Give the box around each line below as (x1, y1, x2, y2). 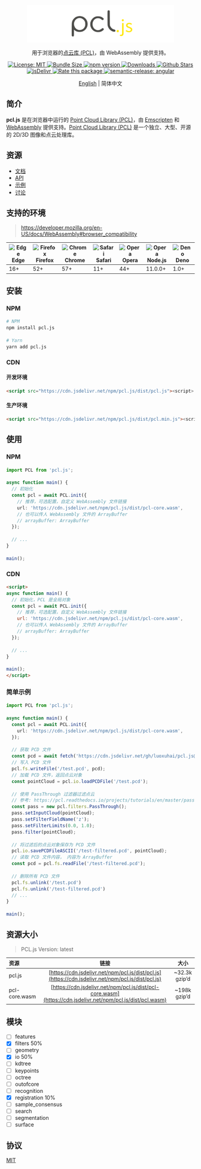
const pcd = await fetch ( (11, 753, 77, 760)
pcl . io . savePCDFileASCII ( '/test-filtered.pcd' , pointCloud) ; (11, 848, 167, 854)
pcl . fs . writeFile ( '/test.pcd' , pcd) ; (11, 766, 106, 772)
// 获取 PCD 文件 (11, 747, 51, 753)
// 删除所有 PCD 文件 (11, 873, 60, 879)
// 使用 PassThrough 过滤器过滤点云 (11, 791, 95, 797)
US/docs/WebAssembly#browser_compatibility (20, 230, 138, 238)
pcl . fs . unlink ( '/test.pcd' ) (11, 879, 82, 885)
